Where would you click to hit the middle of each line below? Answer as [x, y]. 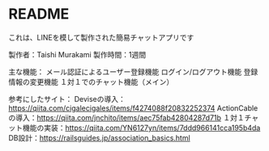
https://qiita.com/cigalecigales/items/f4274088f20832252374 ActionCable [133, 108]
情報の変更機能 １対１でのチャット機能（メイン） [91, 82]
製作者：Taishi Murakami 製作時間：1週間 [77, 54]
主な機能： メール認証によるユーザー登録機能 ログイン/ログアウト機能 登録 [133, 71]
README [39, 14]
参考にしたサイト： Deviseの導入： [67, 99]
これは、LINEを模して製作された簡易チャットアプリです [101, 37]
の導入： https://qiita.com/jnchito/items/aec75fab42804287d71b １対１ [126, 117]
